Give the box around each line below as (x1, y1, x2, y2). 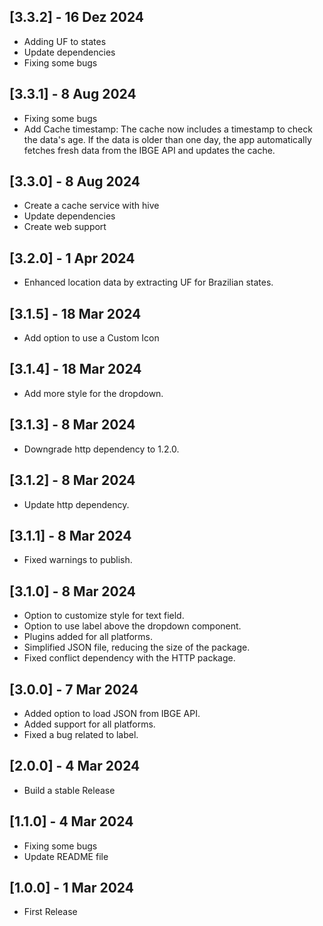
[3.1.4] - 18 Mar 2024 (9, 361, 142, 378)
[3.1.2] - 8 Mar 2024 (9, 472, 136, 489)
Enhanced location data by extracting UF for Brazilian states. (23, 276, 274, 289)
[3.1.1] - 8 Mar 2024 (9, 527, 132, 544)
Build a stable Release (23, 784, 116, 796)
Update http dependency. (23, 498, 130, 510)
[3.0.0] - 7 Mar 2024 (9, 681, 139, 698)
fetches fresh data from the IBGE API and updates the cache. (23, 144, 276, 156)
